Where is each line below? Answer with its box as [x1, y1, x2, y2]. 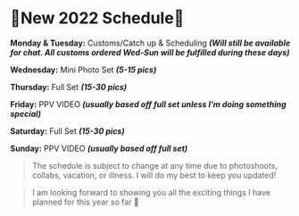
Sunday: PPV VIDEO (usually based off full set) [10, 143, 188, 154]
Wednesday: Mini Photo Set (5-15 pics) [10, 64, 157, 75]
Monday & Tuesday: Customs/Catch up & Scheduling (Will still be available [10, 37, 291, 48]
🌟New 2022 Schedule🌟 [10, 8, 185, 29]
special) [10, 108, 42, 119]
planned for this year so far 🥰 [31, 196, 139, 207]
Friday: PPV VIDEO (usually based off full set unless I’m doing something [10, 98, 287, 110]
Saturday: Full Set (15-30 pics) [10, 125, 125, 137]
